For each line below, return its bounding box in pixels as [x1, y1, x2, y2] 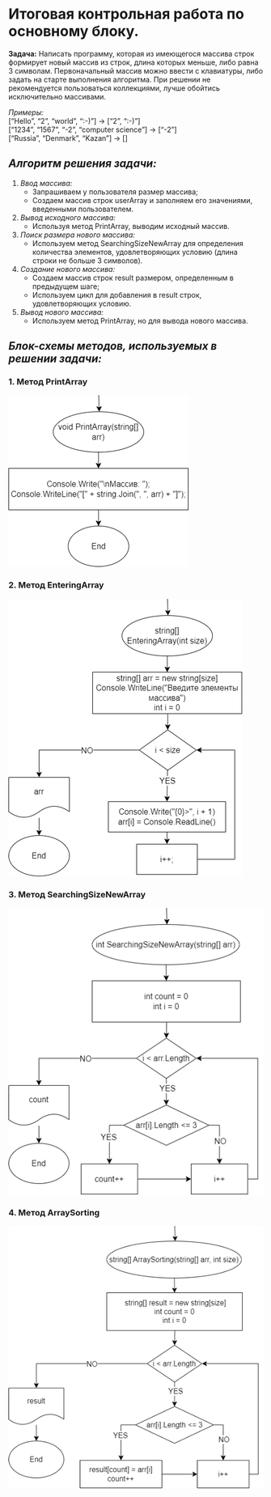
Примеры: [8, 107, 44, 117]
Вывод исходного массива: [19, 212, 116, 223]
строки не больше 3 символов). [32, 256, 143, 265]
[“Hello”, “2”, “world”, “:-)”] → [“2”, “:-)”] [8, 116, 141, 125]
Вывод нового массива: [19, 307, 104, 316]
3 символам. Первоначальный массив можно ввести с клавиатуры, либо [8, 66, 264, 75]
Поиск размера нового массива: [19, 230, 136, 240]
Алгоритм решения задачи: [8, 157, 157, 171]
